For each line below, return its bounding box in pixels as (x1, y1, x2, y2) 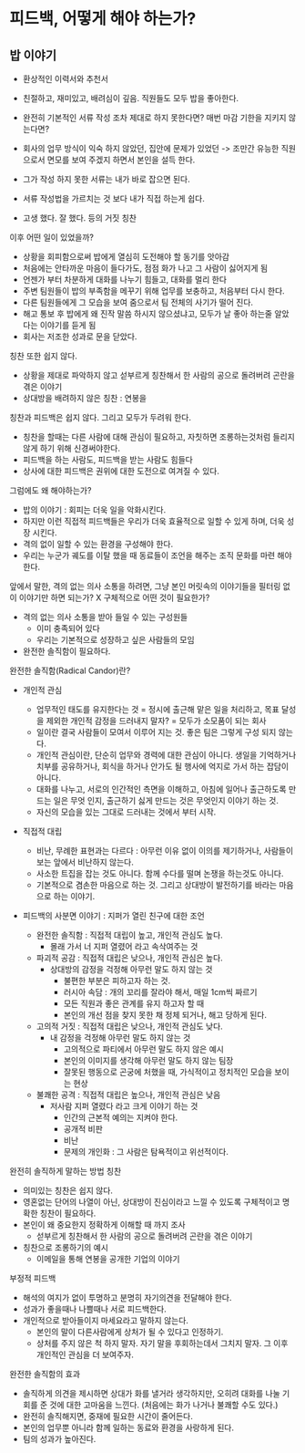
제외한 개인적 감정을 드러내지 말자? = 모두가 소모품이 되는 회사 (46, 715, 267, 726)
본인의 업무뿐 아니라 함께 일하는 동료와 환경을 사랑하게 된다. (22, 1422, 235, 1433)
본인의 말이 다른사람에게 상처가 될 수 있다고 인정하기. (36, 1326, 224, 1337)
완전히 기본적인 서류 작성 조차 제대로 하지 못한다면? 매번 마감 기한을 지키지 (22, 112, 287, 123)
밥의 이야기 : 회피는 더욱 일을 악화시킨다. (22, 504, 167, 515)
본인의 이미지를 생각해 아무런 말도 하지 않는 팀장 (63, 1055, 234, 1065)
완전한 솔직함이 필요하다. (22, 646, 111, 657)
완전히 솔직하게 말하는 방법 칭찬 (9, 1166, 122, 1177)
